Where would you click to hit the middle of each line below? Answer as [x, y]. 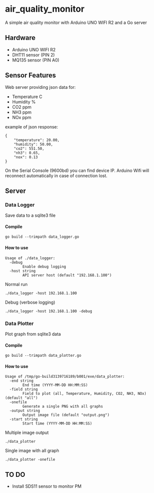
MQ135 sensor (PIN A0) [36, 60]
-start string [24, 419]
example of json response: [32, 127]
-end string [22, 381]
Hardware [20, 38]
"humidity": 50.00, [34, 144]
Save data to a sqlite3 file [30, 215]
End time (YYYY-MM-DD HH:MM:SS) [55, 385]
